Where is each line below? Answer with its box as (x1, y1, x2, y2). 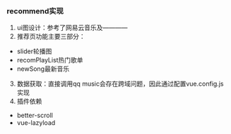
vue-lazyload (16, 119, 56, 127)
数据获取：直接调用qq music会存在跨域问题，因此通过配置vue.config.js (16, 79, 224, 88)
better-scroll (16, 111, 54, 120)
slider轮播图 (16, 47, 52, 55)
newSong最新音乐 (16, 65, 70, 73)
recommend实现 (6, 6, 64, 15)
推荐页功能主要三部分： (16, 32, 85, 41)
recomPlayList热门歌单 (16, 56, 83, 65)
